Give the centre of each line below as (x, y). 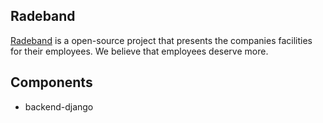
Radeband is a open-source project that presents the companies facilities (161, 40)
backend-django (59, 106)
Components (51, 82)
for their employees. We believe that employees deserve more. (139, 51)
